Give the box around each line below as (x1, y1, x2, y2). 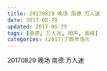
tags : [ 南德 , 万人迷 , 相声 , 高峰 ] (7, 29, 99, 37)
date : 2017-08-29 (7, 17, 58, 24)
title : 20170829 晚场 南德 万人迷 (7, 10, 101, 17)
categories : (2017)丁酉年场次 (7, 36, 90, 43)
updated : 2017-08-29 (7, 23, 68, 30)
